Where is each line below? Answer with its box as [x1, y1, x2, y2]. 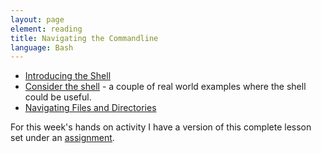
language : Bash [10, 42, 74, 53]
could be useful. [24, 91, 92, 103]
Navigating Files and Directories [24, 102, 157, 114]
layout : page [10, 14, 65, 25]
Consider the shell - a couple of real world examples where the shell [24, 81, 307, 93]
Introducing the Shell [24, 70, 112, 82]
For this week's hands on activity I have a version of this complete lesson [10, 121, 312, 133]
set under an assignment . [10, 132, 115, 144]
